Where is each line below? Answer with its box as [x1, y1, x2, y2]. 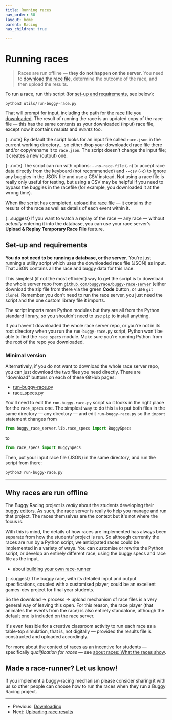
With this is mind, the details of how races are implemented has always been [5, 528, 167, 534]
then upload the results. [17, 81, 68, 87]
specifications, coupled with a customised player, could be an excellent [5, 581, 156, 587]
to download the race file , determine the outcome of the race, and [17, 75, 157, 82]
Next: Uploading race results [12, 709, 73, 715]
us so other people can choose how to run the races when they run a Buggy [5, 683, 166, 689]
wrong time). [5, 190, 32, 196]
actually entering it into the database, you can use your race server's [5, 221, 151, 227]
